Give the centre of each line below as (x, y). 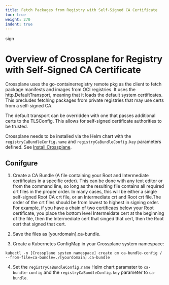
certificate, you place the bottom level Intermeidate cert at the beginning (88, 213)
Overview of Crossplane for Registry (84, 59)
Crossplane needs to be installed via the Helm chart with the (68, 136)
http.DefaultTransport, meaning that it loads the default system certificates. (84, 95)
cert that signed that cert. (39, 224)
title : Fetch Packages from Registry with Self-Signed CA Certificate (81, 10)
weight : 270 (18, 19)
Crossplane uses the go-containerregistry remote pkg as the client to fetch (83, 84)
